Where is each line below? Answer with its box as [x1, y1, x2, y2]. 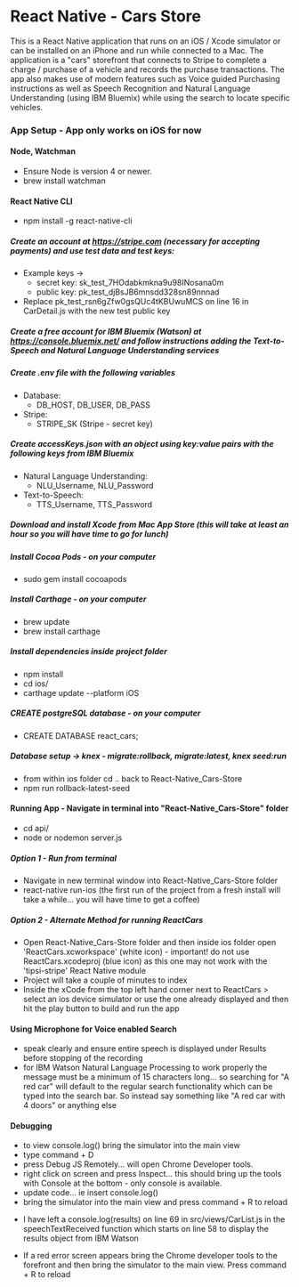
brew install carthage [22, 626, 101, 636]
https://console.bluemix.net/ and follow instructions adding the [10, 336, 252, 346]
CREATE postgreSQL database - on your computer [10, 708, 201, 718]
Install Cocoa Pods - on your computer [10, 551, 157, 562]
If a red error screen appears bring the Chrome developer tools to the [22, 1251, 279, 1261]
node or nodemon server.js [22, 832, 123, 843]
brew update [22, 616, 70, 627]
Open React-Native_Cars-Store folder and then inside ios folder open [22, 936, 277, 947]
